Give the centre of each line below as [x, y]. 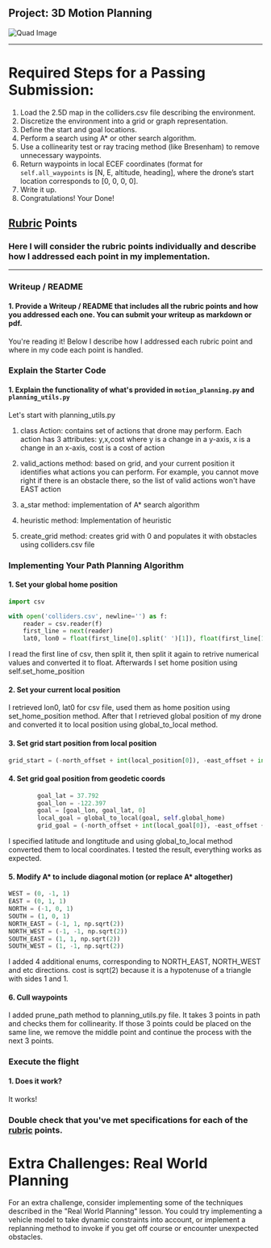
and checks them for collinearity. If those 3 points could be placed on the [130, 1024]
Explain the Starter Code [57, 370]
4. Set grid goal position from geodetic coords [87, 778]
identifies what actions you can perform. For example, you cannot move [140, 472]
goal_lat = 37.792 [68, 795]
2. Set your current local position [65, 690]
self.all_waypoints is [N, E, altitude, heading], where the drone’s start [137, 172]
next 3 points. [31, 1041]
